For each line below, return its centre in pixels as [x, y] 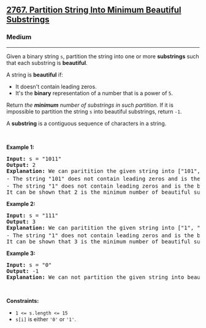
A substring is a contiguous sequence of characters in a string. [86, 123]
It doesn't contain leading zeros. [56, 86]
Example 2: [21, 204]
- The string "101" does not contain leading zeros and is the [103, 178]
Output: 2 [21, 165]
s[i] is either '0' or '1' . [46, 319]
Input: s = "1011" [34, 158]
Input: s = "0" [29, 265]
